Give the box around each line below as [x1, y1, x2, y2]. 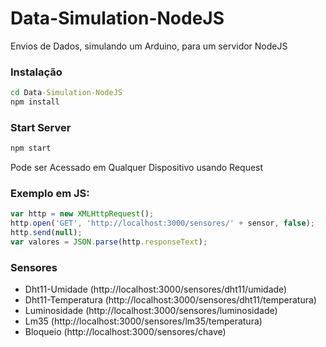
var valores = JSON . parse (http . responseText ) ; [10, 237, 208, 247]
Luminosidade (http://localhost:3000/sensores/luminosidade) [24, 305, 278, 317]
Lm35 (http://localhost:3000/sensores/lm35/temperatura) [24, 315, 263, 327]
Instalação [10, 65, 63, 79]
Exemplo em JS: [10, 187, 90, 201]
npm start [10, 143, 52, 154]
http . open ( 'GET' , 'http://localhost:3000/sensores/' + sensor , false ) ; [10, 218, 315, 229]
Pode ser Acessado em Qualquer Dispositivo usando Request [10, 162, 264, 174]
